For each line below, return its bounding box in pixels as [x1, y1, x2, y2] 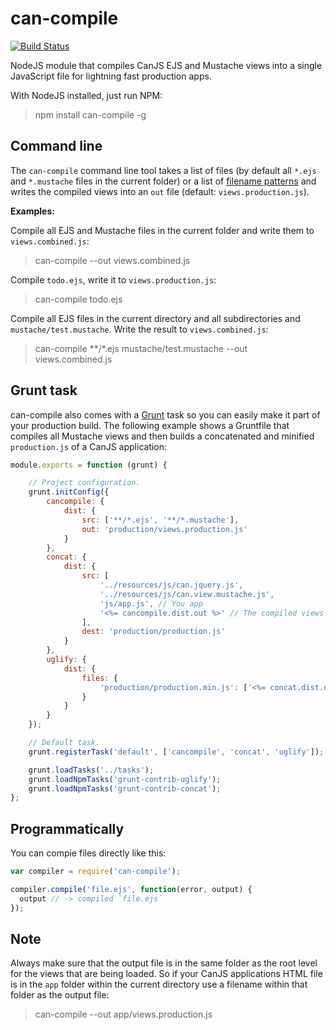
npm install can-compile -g [34, 108, 147, 121]
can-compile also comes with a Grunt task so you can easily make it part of [10, 408, 321, 421]
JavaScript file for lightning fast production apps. [10, 70, 212, 82]
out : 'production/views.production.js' [81, 524, 248, 534]
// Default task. [28, 738, 101, 748]
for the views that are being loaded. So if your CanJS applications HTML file [10, 968, 323, 980]
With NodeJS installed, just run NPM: [10, 89, 163, 101]
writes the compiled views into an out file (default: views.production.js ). [10, 185, 310, 197]
